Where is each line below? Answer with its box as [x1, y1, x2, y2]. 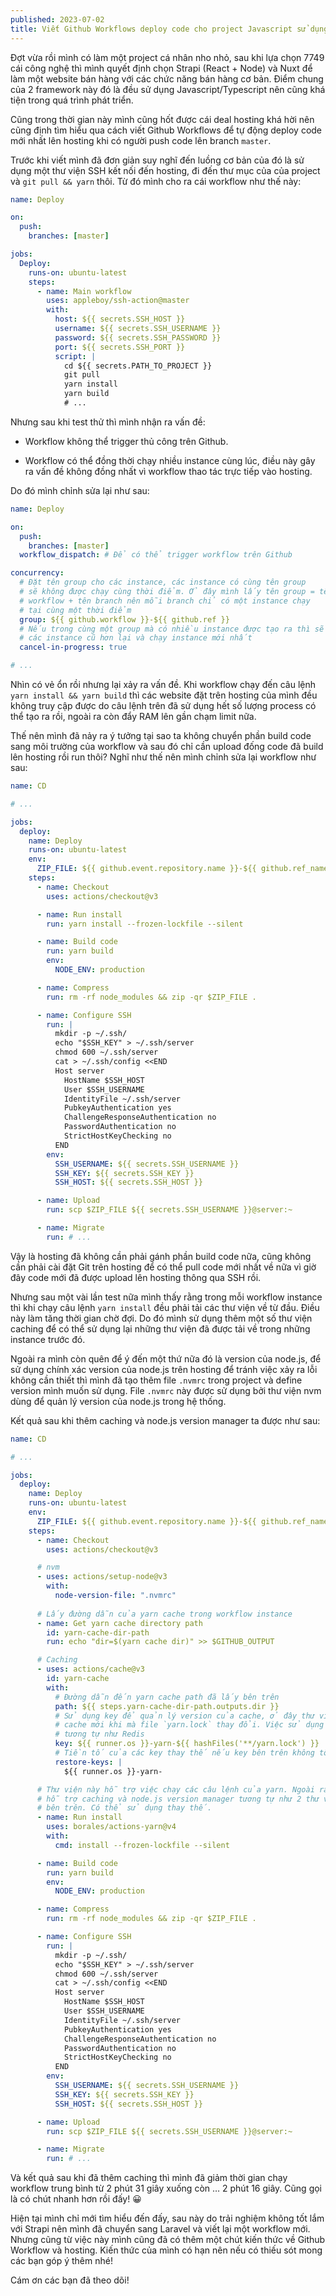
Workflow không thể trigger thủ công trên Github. [24, 435, 229, 447]
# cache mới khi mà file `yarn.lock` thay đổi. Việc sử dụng [54, 1720, 325, 1730]
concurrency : [10, 568, 65, 578]
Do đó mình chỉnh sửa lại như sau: [10, 484, 150, 496]
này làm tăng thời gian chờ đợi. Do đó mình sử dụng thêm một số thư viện [10, 1312, 313, 1324]
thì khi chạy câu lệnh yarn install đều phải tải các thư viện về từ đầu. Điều [10, 1301, 320, 1313]
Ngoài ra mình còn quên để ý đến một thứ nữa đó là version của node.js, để [10, 1352, 322, 1365]
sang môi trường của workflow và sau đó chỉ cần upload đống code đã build [10, 741, 324, 752]
